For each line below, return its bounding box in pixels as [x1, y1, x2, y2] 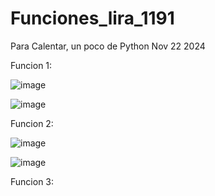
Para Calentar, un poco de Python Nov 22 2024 [10, 40, 206, 52]
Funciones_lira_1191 [10, 7, 175, 30]
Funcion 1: [10, 59, 53, 71]
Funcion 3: [10, 175, 55, 187]
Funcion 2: [10, 117, 54, 129]
